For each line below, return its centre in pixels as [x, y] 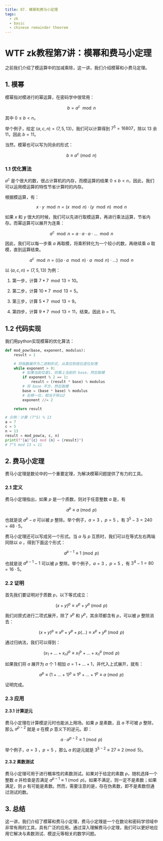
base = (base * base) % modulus [55, 391]
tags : [10, 14]
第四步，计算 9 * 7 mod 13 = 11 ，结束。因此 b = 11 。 [65, 312]
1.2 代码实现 [23, 329]
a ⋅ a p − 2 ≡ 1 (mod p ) [81, 739]
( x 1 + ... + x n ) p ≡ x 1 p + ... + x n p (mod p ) [81, 653]
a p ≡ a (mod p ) [81, 509]
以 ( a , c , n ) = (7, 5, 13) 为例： [33, 270]
